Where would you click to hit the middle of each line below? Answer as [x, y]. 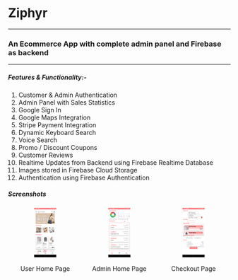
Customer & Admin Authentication [68, 95]
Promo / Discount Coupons [58, 148]
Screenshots [27, 194]
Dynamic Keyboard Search [57, 133]
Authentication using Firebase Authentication [84, 177]
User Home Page [45, 269]
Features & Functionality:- [47, 77]
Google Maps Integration [54, 117]
